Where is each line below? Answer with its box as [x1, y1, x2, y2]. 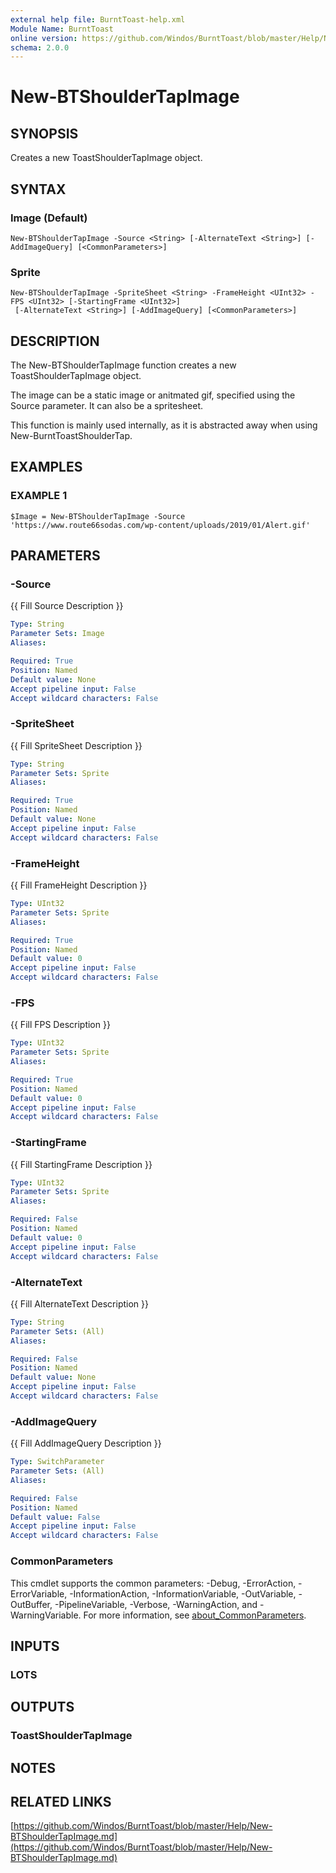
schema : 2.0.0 [10, 42, 70, 53]
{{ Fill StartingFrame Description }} [10, 1158, 153, 1170]
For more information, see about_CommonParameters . [83, 1609, 307, 1621]
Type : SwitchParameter [10, 1457, 105, 1467]
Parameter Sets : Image [10, 629, 105, 639]
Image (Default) [10, 211, 88, 225]
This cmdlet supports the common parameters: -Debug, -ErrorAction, [10, 1577, 297, 1589]
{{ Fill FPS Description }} [10, 1019, 111, 1031]
